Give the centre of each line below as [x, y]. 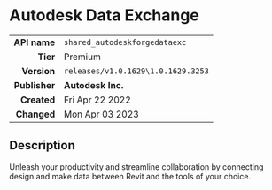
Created [38, 100]
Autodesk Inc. [93, 85]
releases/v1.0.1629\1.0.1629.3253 [136, 71]
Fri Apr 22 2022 [97, 100]
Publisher [35, 85]
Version [39, 71]
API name [35, 42]
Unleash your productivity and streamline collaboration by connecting [136, 167]
